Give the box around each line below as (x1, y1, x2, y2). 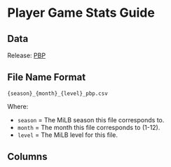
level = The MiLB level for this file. (17, 131, 118, 139)
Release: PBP (7, 51, 46, 59)
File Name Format (7, 71, 86, 83)
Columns (7, 151, 48, 163)
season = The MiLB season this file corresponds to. (17, 115, 165, 124)
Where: (7, 102, 29, 110)
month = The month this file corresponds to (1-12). (17, 123, 160, 131)
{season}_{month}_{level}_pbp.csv (7, 89, 109, 97)
